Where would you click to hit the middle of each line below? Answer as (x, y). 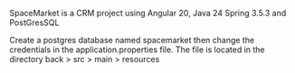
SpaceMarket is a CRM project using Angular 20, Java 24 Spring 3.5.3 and (148, 13)
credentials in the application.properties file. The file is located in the (137, 50)
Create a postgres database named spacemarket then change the (132, 40)
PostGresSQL (34, 23)
